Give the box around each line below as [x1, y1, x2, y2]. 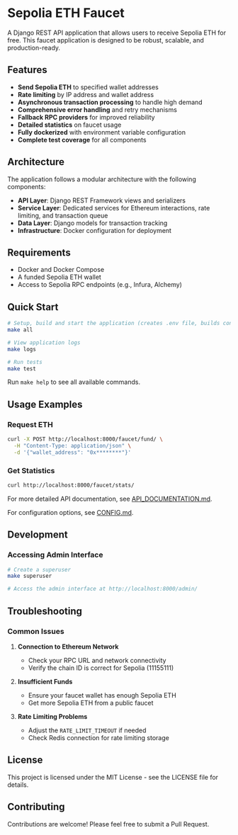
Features [7, 64, 47, 76]
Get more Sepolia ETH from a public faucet [28, 698, 154, 707]
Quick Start [7, 301, 59, 313]
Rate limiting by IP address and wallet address [17, 90, 154, 98]
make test [7, 365, 37, 373]
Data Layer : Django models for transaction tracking [17, 218, 168, 227]
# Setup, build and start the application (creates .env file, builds [7, 320, 220, 327]
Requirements [7, 246, 71, 259]
